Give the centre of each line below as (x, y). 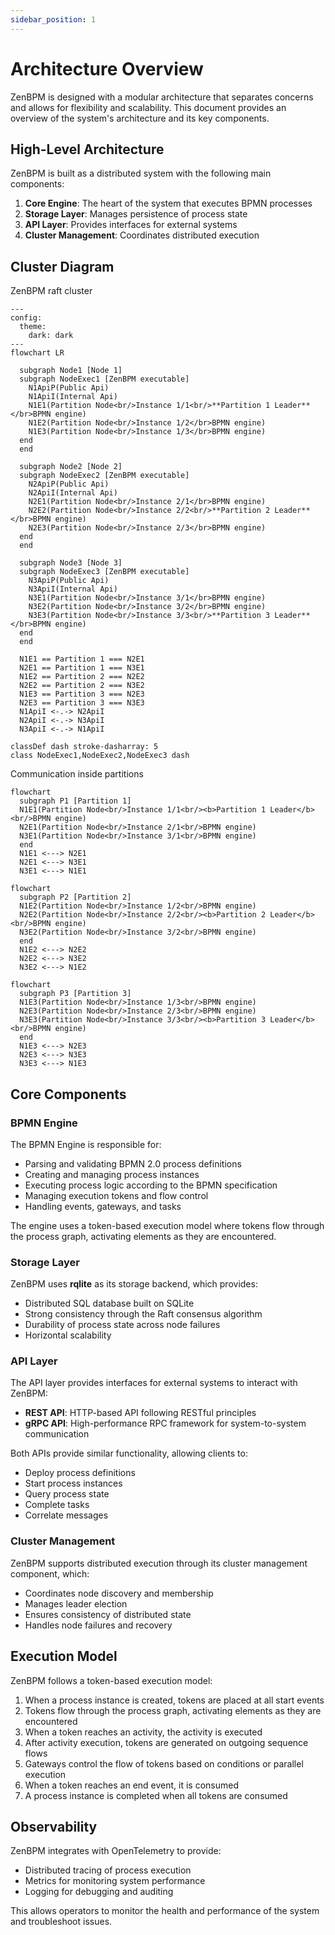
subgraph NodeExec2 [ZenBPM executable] (104, 476)
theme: (33, 327)
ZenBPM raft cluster (51, 291)
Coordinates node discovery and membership (119, 1593)
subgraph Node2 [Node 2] (71, 467)
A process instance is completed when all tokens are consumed (156, 1795)
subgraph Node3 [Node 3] (71, 563)
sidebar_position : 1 (53, 19)
